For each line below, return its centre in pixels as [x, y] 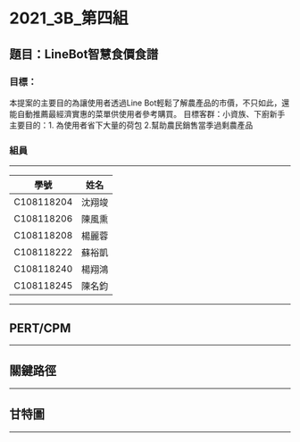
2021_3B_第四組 [69, 18]
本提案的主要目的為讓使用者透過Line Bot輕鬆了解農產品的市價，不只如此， [146, 103]
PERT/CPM [40, 328]
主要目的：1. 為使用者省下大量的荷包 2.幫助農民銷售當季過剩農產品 [131, 125]
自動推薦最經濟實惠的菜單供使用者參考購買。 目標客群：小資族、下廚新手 [151, 113]
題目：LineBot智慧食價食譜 [84, 54]
